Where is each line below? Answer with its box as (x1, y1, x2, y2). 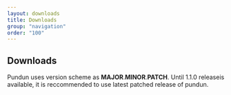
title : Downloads (7, 17, 57, 23)
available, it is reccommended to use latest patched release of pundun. (7, 81, 209, 89)
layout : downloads (7, 10, 60, 17)
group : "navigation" (7, 23, 67, 30)
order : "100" (7, 29, 45, 36)
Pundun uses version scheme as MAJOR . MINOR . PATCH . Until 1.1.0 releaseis (7, 73, 225, 81)
